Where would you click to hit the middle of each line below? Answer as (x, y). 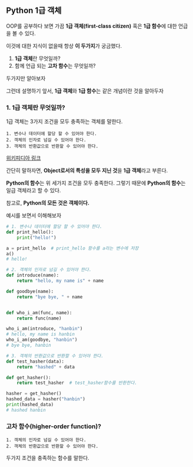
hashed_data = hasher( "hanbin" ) (46, 399)
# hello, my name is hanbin (41, 334)
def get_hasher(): (29, 377)
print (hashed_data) (30, 405)
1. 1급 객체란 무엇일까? (36, 107)
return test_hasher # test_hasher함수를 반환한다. (77, 383)
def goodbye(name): (30, 291)
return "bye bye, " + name (50, 297)
